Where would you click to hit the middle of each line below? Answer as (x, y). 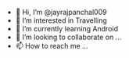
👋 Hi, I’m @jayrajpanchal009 (61, 12)
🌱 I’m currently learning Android (67, 29)
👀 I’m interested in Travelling (61, 20)
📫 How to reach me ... (52, 46)
